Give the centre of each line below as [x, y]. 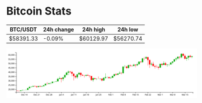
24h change [59, 30]
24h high [94, 30]
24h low [128, 30]
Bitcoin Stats [39, 11]
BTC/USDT [24, 30]
